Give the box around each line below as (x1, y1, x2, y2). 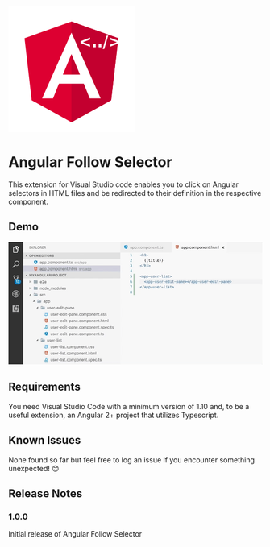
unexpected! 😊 (8, 463, 60, 473)
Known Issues (8, 433, 81, 447)
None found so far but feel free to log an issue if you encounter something (8, 454, 255, 465)
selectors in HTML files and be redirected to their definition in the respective (8, 188, 262, 197)
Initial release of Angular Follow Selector (8, 529, 143, 539)
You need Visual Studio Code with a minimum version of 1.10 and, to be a (8, 401, 250, 411)
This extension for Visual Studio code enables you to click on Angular (8, 180, 239, 189)
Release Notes (8, 487, 83, 500)
